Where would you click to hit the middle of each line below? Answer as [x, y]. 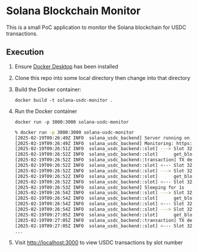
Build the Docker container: [48, 89]
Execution [25, 52]
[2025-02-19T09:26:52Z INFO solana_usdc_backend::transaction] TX [99, 160]
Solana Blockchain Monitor [73, 11]
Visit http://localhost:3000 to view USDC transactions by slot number [99, 243]
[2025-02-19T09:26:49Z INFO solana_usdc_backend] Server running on [102, 138]
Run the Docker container [46, 111]
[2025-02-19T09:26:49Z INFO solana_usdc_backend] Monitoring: [94, 143]
